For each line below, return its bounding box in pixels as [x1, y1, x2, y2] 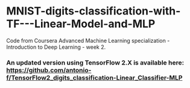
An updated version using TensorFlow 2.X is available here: [6, 58, 185, 67]
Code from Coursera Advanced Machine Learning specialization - [6, 37, 170, 44]
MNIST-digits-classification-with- [6, 4, 181, 18]
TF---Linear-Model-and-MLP [6, 17, 156, 31]
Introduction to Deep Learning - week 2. [6, 43, 106, 51]
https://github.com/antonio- [6, 66, 92, 74]
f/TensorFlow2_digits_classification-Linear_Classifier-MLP [6, 74, 183, 82]
